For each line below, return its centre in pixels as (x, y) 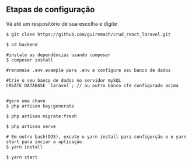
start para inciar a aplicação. (45, 142)
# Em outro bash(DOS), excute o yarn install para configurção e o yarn (96, 137)
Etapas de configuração (50, 10)
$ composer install (30, 60)
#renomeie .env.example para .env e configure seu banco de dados (88, 70)
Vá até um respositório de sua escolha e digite (62, 23)
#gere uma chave (26, 101)
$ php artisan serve (31, 126)
